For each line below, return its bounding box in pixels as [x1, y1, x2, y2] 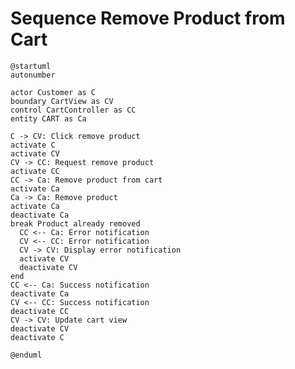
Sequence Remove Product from [10, 7, 286, 30]
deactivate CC [10, 306, 70, 316]
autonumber [10, 70, 56, 80]
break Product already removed [10, 218, 141, 229]
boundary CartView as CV [10, 96, 114, 106]
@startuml [10, 61, 52, 71]
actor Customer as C [10, 87, 97, 97]
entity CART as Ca [10, 113, 87, 124]
